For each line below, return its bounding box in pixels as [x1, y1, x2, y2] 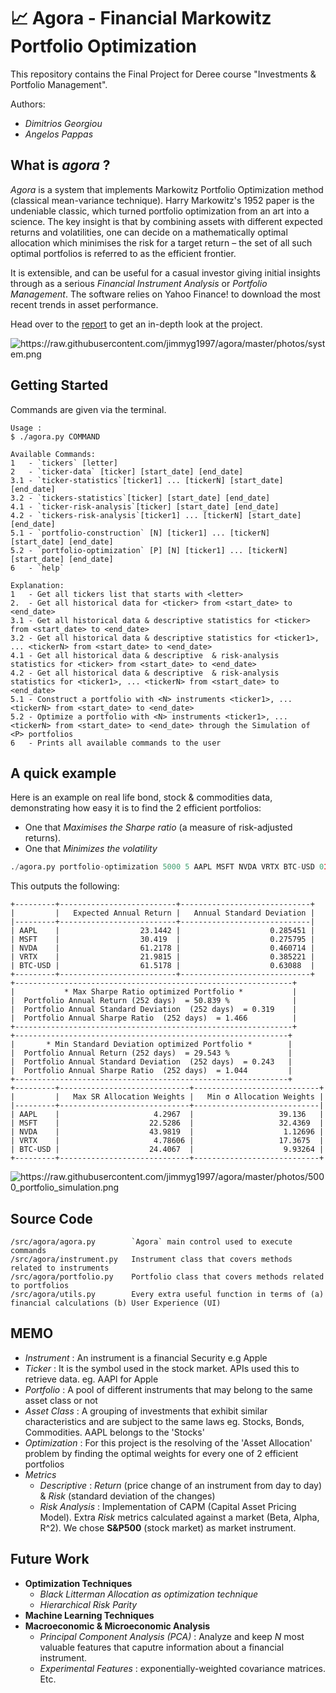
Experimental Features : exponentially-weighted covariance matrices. [39, 1662, 326, 1674]
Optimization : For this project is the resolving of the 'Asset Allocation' [24, 1436, 313, 1449]
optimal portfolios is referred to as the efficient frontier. [10, 247, 237, 259]
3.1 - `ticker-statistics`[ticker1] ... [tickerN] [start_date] [10, 475, 284, 485]
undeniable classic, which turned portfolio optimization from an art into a [10, 205, 310, 217]
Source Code [10, 1210, 93, 1227]
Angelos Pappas [24, 128, 94, 140]
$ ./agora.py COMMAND [10, 431, 101, 442]
